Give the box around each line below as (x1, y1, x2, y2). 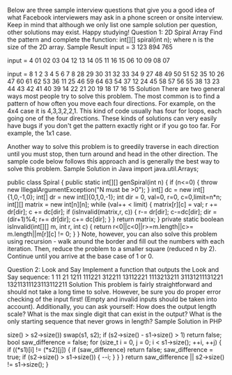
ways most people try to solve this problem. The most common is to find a (7, 92, 220, 100)
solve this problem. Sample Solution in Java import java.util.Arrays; (7, 165, 199, 173)
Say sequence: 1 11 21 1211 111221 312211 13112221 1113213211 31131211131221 (7, 273, 224, 281)
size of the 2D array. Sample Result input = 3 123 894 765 (7, 43, 173, 51)
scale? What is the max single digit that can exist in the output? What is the (7, 310, 222, 318)
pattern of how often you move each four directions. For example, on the (7, 99, 216, 107)
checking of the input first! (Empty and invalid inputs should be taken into (7, 295, 217, 303)
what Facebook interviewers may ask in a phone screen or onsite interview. (7, 13, 224, 22)
